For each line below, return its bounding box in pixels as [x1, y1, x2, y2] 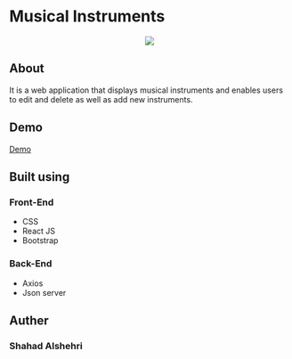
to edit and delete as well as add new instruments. [9, 94, 193, 104]
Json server [21, 287, 67, 298]
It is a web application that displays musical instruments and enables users [9, 85, 283, 95]
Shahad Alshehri [9, 339, 83, 352]
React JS [21, 225, 56, 237]
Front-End [9, 196, 54, 208]
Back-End [9, 257, 53, 270]
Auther [9, 313, 49, 328]
